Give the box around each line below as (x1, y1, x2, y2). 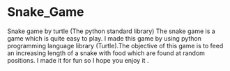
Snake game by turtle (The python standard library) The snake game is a (7, 27, 216, 35)
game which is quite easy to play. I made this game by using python (7, 34, 202, 42)
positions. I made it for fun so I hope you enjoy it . (7, 56, 149, 64)
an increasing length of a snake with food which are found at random (7, 49, 206, 57)
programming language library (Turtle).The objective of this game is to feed (7, 41, 224, 50)
